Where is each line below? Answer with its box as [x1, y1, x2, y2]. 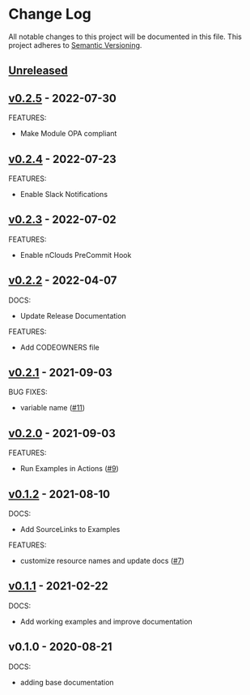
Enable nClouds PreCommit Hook [19, 250, 132, 260]
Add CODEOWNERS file [19, 342, 100, 352]
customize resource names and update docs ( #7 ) [19, 556, 184, 566]
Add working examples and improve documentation [19, 616, 193, 626]
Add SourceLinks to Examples [19, 525, 121, 534]
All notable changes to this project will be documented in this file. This [8, 32, 243, 41]
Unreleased [8, 64, 69, 78]
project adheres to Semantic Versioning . [8, 40, 142, 49]
